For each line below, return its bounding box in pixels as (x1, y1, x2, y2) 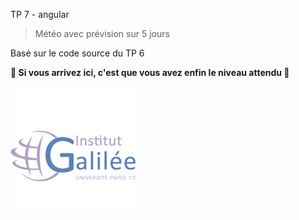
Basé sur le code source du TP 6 (10, 47, 145, 59)
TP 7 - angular (10, 9, 70, 20)
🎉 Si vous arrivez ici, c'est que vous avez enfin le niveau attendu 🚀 (10, 67, 290, 78)
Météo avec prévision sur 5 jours (34, 28, 170, 39)
